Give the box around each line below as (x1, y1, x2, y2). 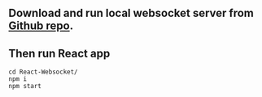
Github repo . (8, 19, 74, 33)
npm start (8, 82, 42, 91)
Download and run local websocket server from (8, 6, 255, 20)
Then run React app (8, 46, 111, 60)
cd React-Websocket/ (8, 68, 79, 76)
